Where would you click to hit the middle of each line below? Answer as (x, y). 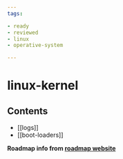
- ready (18, 26)
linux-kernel (43, 85)
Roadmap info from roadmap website (61, 149)
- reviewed (23, 32)
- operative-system (35, 46)
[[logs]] (28, 128)
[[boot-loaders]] (40, 135)
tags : (15, 13)
